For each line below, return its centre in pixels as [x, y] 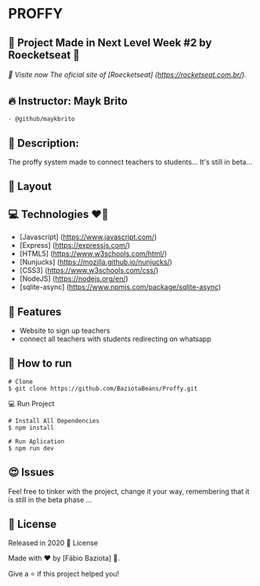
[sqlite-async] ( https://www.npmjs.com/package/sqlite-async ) [120, 287]
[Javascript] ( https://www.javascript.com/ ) [88, 237]
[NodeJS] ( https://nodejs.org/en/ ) [74, 278]
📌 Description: [44, 143]
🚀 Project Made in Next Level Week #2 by [110, 43]
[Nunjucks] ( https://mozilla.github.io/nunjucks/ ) [96, 262]
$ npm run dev [31, 448]
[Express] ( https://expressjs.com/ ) [75, 246]
